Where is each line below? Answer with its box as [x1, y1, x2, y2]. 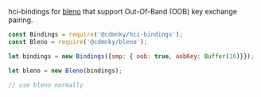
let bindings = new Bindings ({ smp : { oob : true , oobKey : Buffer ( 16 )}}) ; [8, 52, 255, 60]
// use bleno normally [8, 81, 84, 89]
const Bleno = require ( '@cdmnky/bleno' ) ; [8, 37, 148, 46]
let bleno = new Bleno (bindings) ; [8, 67, 123, 75]
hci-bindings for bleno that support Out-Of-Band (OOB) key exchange [8, 7, 237, 16]
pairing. [8, 15, 33, 25]
